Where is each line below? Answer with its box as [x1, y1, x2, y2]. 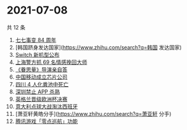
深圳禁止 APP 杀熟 [15, 88, 60, 95]
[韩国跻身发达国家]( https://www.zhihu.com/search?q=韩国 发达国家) [15, 44, 182, 51]
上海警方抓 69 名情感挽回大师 [15, 58, 88, 66]
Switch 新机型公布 [15, 51, 60, 58]
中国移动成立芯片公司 [15, 73, 67, 80]
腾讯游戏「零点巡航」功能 [15, 118, 78, 125]
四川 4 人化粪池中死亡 [15, 80, 69, 87]
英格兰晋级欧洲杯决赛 [15, 95, 67, 102]
